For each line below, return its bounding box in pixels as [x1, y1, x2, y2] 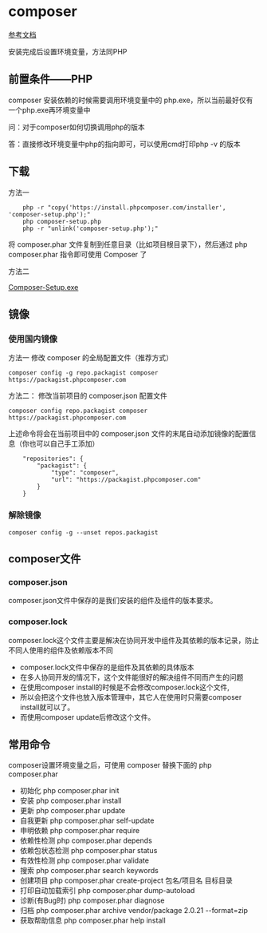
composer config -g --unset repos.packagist [8, 528, 159, 537]
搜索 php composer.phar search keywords [19, 866, 159, 875]
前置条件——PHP [8, 73, 93, 86]
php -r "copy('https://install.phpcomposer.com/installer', [22, 203, 226, 212]
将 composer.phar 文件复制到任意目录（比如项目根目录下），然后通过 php [8, 239, 248, 249]
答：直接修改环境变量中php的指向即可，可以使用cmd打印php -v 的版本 [8, 139, 241, 149]
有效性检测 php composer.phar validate [19, 856, 150, 865]
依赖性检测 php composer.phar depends [19, 836, 153, 845]
